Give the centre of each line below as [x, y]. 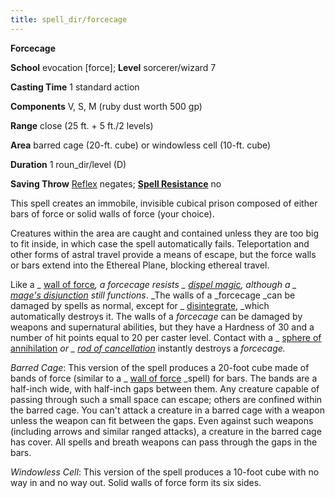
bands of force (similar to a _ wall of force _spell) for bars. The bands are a [164, 378]
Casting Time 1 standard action [75, 87]
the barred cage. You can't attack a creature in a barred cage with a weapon [167, 410]
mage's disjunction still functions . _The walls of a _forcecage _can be [153, 295]
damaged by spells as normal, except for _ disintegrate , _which [140, 305]
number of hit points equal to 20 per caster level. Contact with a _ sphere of [166, 337]
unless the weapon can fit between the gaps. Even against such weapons [162, 420]
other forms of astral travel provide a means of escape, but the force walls [163, 254]
